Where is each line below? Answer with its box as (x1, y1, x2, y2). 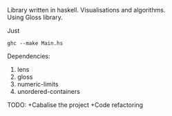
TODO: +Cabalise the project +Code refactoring (7, 101, 144, 109)
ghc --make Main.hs (7, 40, 64, 47)
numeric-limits (17, 80, 59, 88)
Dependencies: (7, 52, 50, 60)
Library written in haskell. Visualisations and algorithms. (7, 6, 166, 14)
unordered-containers (17, 88, 81, 95)
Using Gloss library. (7, 13, 64, 21)
